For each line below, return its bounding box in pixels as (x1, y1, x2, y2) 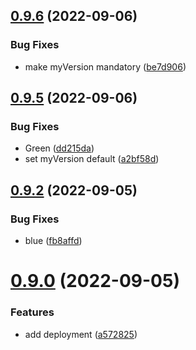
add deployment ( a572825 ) (24, 328, 138, 340)
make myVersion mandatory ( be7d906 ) (24, 60, 187, 73)
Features (10, 305, 55, 319)
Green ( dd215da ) (24, 142, 95, 154)
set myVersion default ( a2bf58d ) (24, 153, 160, 165)
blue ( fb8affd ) (24, 235, 83, 247)
